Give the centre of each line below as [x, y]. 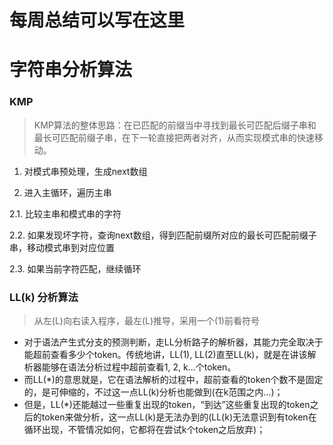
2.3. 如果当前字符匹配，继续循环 [75, 268]
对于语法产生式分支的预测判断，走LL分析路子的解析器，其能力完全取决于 [173, 342]
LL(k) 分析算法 [44, 297]
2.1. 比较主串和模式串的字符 [65, 213]
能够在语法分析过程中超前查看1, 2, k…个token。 [139, 367]
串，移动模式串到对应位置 [62, 247]
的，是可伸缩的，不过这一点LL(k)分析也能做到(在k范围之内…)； [153, 392]
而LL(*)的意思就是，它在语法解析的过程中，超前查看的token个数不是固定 [173, 379]
